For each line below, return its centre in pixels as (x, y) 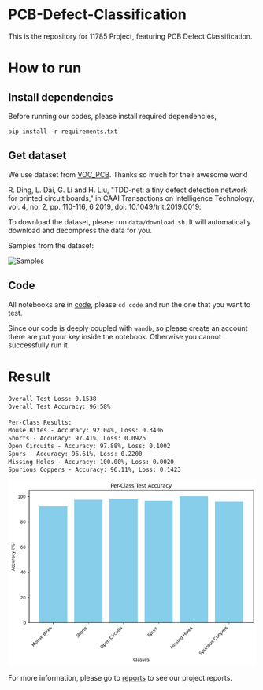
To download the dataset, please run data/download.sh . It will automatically (130, 221)
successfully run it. (39, 345)
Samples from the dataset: (51, 245)
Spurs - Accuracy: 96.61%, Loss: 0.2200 (76, 454)
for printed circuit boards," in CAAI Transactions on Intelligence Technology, (131, 198)
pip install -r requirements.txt (63, 132)
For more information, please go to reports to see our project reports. (120, 677)
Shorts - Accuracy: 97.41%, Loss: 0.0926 (77, 438)
